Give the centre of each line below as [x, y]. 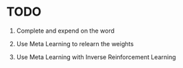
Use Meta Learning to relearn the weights [75, 44]
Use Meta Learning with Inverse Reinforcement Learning [96, 57]
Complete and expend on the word [65, 31]
